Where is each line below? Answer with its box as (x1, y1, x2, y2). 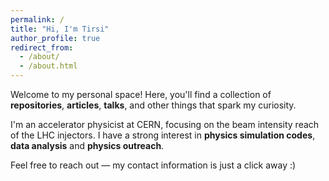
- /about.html (19, 61, 78, 71)
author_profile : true (10, 33, 101, 43)
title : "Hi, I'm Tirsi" (10, 24, 110, 34)
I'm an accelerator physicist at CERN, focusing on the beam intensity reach (10, 119, 320, 130)
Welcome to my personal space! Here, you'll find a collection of (10, 89, 272, 100)
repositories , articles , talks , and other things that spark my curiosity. (10, 99, 297, 111)
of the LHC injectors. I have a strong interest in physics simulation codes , (10, 129, 316, 141)
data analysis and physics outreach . (10, 140, 165, 151)
